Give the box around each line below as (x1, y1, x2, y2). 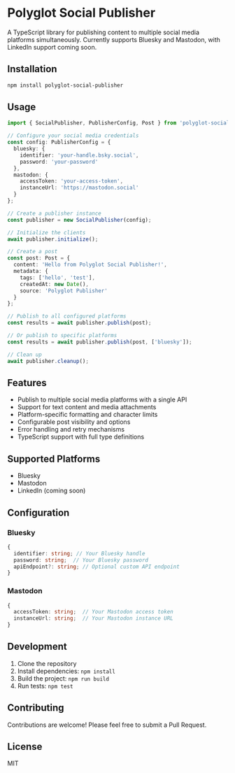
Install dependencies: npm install (17, 667, 115, 675)
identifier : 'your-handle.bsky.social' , (20, 152, 139, 159)
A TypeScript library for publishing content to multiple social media (7, 28, 200, 36)
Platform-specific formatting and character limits (17, 411, 158, 419)
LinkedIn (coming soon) (17, 486, 86, 495)
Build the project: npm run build (17, 674, 110, 683)
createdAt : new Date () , (20, 281, 90, 288)
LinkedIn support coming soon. (7, 43, 97, 51)
